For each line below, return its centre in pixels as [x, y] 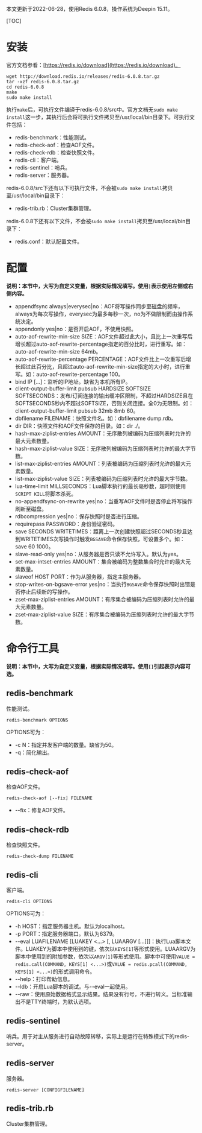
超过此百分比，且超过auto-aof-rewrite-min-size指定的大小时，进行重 [105, 366]
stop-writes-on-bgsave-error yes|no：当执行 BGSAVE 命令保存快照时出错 [103, 584]
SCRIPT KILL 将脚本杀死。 [46, 494]
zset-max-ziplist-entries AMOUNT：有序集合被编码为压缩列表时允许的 [102, 599]
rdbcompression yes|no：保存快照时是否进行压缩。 [78, 516]
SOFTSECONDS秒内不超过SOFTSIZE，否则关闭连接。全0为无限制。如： [104, 403]
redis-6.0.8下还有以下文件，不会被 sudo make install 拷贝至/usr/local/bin [96, 221]
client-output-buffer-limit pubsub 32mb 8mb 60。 [77, 411]
